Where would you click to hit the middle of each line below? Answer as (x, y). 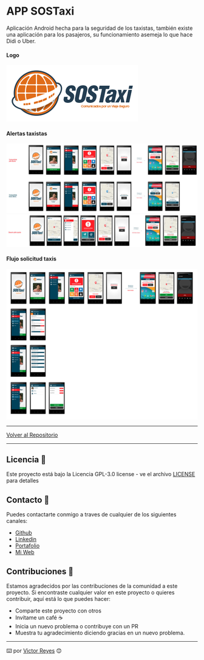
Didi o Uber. (21, 41)
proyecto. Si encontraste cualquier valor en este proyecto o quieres (90, 592)
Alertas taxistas (27, 133)
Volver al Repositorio (32, 435)
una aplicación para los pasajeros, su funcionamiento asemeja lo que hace (100, 34)
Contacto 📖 (28, 500)
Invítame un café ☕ (39, 617)
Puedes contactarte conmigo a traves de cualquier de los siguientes (91, 514)
